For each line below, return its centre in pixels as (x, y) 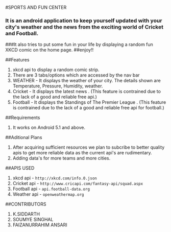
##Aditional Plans (24, 137)
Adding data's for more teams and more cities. (62, 158)
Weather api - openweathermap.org (48, 194)
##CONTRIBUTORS (26, 204)
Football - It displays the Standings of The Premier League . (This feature (89, 102)
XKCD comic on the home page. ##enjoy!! (50, 50)
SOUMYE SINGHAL (33, 220)
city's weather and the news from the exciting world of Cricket (84, 27)
